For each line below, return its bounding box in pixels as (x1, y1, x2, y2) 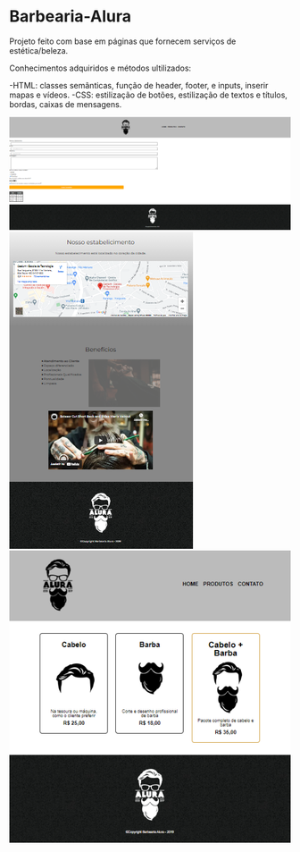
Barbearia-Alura (9, 6, 132, 27)
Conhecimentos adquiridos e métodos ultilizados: (9, 63, 192, 73)
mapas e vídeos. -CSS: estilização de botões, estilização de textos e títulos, (9, 89, 288, 100)
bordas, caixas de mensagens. (9, 98, 122, 109)
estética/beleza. (9, 45, 69, 55)
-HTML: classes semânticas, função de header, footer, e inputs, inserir (9, 80, 269, 90)
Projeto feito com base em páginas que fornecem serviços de (9, 36, 237, 46)
